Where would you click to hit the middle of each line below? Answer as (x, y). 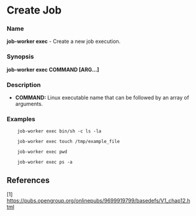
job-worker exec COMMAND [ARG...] (53, 69)
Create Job (34, 10)
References (28, 180)
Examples (21, 119)
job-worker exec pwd (42, 152)
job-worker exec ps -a (45, 162)
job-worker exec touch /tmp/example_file (68, 142)
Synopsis (20, 57)
